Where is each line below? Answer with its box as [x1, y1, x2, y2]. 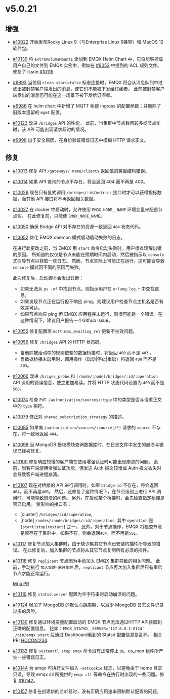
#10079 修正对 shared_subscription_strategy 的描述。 [12, 414, 126, 420]
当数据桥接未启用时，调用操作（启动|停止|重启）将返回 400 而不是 [20, 356, 157, 362]
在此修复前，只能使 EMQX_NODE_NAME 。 [27, 212, 105, 218]
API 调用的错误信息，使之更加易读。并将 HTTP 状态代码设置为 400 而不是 [12, 379, 164, 385]
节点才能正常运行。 [12, 570, 53, 576]
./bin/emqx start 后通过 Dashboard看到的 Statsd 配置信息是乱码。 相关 [12, 632, 163, 638]
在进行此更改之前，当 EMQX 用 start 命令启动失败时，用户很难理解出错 [12, 245, 162, 251]
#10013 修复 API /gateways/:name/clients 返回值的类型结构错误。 [12, 168, 150, 174]
